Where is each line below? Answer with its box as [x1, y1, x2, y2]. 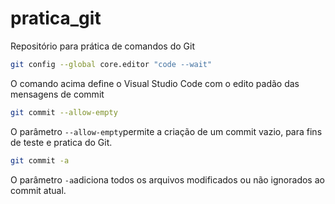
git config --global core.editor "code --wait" [10, 59, 213, 69]
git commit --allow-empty [10, 107, 118, 117]
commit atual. [10, 184, 67, 196]
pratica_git [10, 7, 102, 30]
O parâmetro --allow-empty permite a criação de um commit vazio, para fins [10, 125, 323, 137]
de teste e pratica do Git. [10, 136, 113, 148]
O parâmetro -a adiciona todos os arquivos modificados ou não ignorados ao [10, 173, 325, 186]
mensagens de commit [10, 88, 105, 100]
